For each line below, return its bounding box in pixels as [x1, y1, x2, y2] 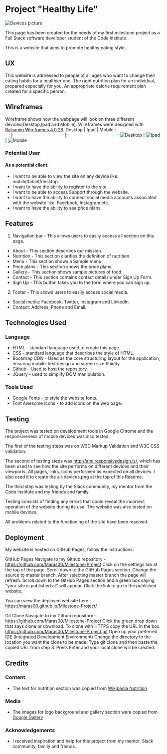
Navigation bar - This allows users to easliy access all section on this [12, 233, 155, 239]
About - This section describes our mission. [12, 248, 103, 253]
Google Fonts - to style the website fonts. [12, 395, 98, 401]
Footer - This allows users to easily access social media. [12, 289, 129, 295]
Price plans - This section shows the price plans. [12, 263, 113, 269]
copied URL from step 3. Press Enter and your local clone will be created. [5, 645, 156, 651]
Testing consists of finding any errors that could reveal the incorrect [5, 499, 145, 504]
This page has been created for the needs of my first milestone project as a [5, 29, 161, 35]
